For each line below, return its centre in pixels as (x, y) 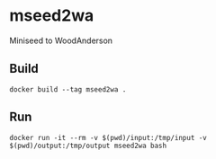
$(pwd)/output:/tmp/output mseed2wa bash (88, 146)
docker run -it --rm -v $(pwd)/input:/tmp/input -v (108, 137)
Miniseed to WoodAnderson (61, 40)
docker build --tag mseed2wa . (68, 89)
